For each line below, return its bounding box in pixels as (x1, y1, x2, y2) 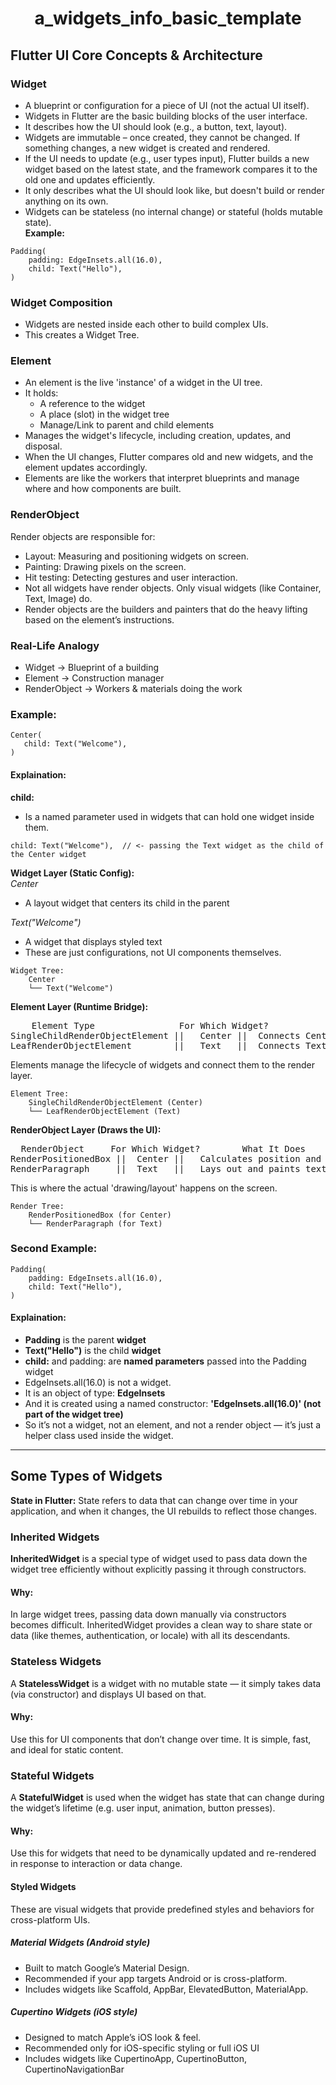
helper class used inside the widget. (24, 1430, 174, 1442)
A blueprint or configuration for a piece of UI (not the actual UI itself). (24, 99, 310, 111)
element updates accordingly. (24, 462, 148, 474)
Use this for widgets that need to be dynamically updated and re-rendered (10, 1847, 317, 1859)
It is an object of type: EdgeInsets (24, 1387, 166, 1399)
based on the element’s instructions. (24, 613, 175, 626)
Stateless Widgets (10, 1655, 102, 1669)
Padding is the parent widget (24, 1334, 147, 1346)
